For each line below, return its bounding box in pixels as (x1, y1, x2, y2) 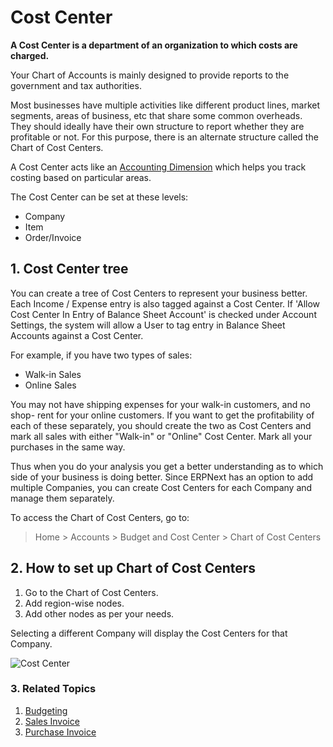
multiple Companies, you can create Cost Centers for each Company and (10, 481, 313, 493)
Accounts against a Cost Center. (10, 329, 144, 341)
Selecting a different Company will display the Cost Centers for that (10, 627, 288, 639)
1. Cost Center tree (10, 261, 129, 278)
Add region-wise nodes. (24, 597, 125, 609)
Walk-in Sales (24, 368, 82, 380)
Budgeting (24, 704, 68, 716)
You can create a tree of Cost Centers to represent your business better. (10, 287, 308, 299)
